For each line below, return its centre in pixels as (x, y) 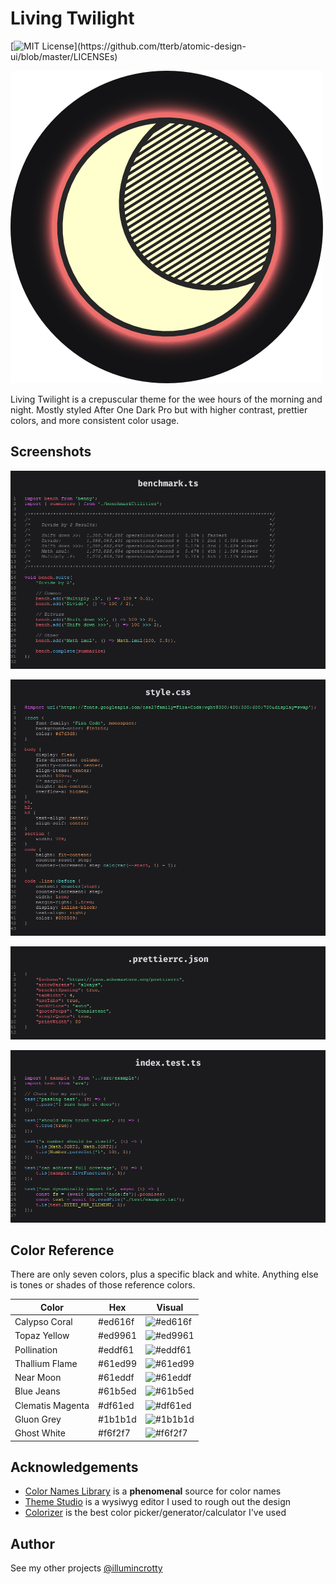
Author (32, 1543)
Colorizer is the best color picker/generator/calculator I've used (155, 1513)
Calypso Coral (43, 1322)
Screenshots (51, 452)
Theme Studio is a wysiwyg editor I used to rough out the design (157, 1502)
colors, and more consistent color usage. (95, 420)
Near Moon (38, 1378)
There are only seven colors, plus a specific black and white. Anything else (164, 1274)
